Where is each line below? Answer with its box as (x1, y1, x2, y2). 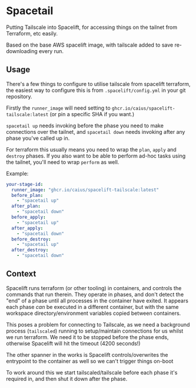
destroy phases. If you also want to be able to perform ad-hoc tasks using (6, 152, 186, 159)
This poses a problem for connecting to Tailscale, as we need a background (6, 321, 190, 328)
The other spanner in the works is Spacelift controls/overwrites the (6, 351, 168, 358)
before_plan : (11, 192, 44, 198)
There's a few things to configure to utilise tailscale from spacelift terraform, (6, 80, 191, 87)
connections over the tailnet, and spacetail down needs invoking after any (6, 128, 185, 135)
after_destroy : (11, 247, 49, 253)
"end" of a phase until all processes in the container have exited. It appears (6, 297, 188, 304)
